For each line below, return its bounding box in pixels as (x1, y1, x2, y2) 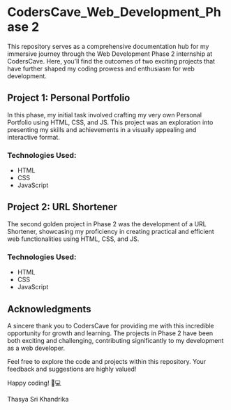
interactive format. (7, 133, 61, 141)
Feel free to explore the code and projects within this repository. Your (7, 357, 207, 365)
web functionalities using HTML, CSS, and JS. (7, 235, 140, 243)
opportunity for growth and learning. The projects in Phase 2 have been (7, 329, 214, 337)
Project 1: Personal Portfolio (7, 92, 131, 104)
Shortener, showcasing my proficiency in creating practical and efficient (7, 227, 214, 235)
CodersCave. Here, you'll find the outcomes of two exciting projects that (7, 57, 215, 65)
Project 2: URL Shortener (7, 201, 117, 213)
